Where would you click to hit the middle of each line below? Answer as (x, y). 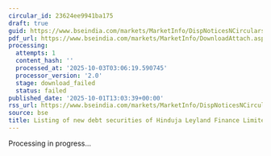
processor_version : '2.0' (59, 76)
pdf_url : (23, 38)
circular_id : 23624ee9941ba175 (61, 16)
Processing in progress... (50, 143)
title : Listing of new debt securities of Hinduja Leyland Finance (124, 121)
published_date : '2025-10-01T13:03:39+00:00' (86, 98)
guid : (17, 31)
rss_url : (23, 105)
